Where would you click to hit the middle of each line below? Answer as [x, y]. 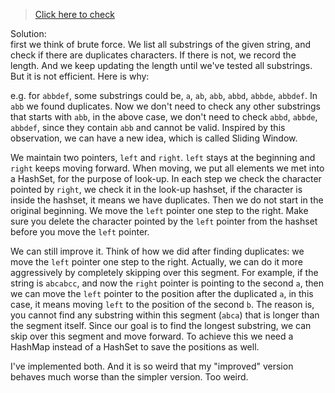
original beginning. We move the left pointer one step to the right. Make [159, 210]
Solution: [28, 33]
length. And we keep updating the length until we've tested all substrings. [161, 65]
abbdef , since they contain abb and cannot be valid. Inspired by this [148, 127]
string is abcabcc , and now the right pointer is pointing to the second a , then [167, 283]
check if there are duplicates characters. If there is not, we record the [153, 55]
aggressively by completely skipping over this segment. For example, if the [164, 272]
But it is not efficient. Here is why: [80, 76]
